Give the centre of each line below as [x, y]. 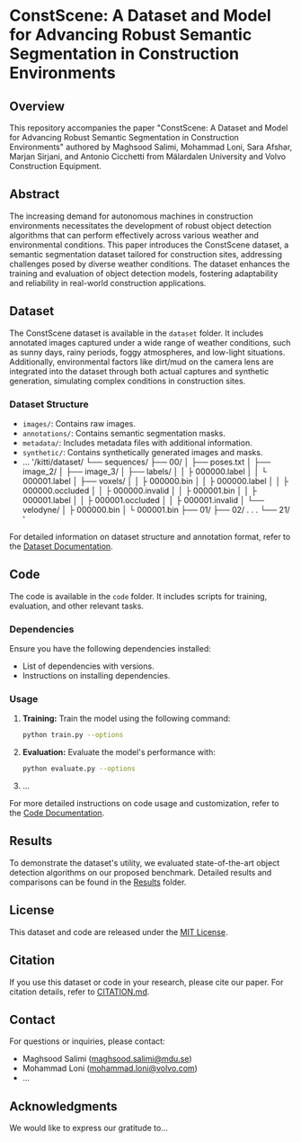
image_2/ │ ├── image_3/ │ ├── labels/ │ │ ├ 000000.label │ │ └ [145, 471]
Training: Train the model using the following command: [126, 719]
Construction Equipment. [55, 166]
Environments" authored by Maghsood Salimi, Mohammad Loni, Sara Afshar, [151, 147]
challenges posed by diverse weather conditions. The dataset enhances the [150, 264]
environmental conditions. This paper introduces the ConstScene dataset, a [149, 245]
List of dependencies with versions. [88, 666]
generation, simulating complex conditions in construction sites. [128, 381]
